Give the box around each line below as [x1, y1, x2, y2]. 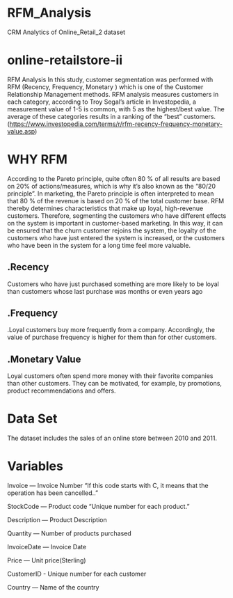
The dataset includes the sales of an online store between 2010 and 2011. [7, 434, 218, 443]
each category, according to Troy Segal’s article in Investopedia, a [7, 97, 197, 106]
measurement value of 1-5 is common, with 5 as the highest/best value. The [7, 104, 225, 113]
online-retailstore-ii [7, 52, 123, 68]
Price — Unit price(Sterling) [7, 556, 86, 565]
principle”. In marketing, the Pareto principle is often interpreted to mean [7, 189, 214, 198]
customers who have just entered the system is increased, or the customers [7, 233, 225, 242]
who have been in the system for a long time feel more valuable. [7, 241, 191, 249]
